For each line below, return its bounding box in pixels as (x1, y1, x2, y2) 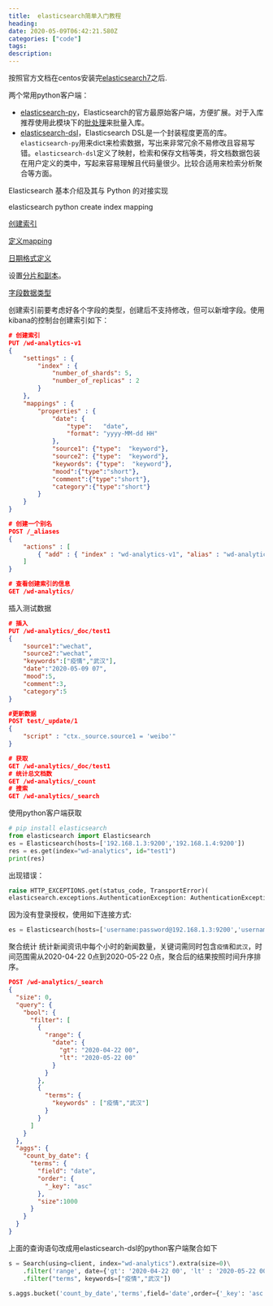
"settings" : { (23, 354, 75, 362)
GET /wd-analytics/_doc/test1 (8, 761, 111, 770)
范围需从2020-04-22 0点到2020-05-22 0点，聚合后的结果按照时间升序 (15, 952, 254, 961)
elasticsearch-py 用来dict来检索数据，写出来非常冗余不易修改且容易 (19, 138, 248, 147)
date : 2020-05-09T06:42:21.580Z (8, 27, 118, 35)
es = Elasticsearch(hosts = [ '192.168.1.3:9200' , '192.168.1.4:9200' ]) (8, 839, 245, 848)
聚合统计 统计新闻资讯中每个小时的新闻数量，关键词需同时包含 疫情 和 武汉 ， (8, 942, 256, 952)
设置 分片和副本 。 (8, 271, 66, 280)
